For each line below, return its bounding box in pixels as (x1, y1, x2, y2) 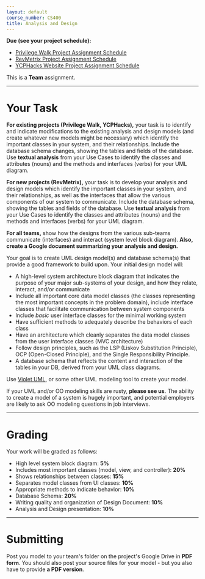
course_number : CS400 (6, 15, 62, 21)
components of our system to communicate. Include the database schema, (6, 198, 195, 206)
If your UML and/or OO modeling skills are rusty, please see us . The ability (6, 387, 194, 395)
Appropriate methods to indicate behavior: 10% (15, 486, 135, 493)
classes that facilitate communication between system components (15, 305, 185, 313)
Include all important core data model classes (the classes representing (15, 292, 195, 300)
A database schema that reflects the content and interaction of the (15, 357, 183, 365)
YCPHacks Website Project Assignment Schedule (15, 62, 140, 69)
